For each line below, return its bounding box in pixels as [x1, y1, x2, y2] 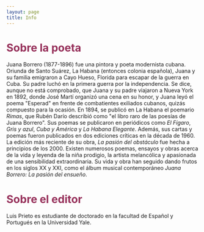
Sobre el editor [6, 192, 82, 206]
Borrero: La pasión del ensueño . [6, 171, 87, 178]
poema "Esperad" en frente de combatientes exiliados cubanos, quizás [6, 100, 186, 107]
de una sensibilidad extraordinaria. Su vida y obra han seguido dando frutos [6, 158, 197, 165]
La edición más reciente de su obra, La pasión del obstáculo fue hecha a [6, 138, 190, 146]
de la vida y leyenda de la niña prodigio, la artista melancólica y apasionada [6, 152, 197, 159]
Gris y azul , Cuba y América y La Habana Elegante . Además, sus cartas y [6, 125, 192, 133]
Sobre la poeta [6, 41, 81, 55]
